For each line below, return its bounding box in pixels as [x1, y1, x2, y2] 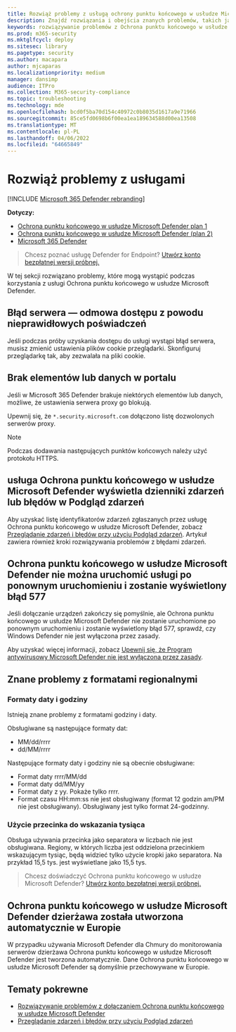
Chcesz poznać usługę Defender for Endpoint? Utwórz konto [24, 250, 202, 259]
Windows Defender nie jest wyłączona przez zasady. [7, 632, 160, 640]
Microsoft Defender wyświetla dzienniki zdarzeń [7, 485, 225, 497]
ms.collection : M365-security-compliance [7, 89, 131, 96]
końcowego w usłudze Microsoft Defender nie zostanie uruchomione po [7, 617, 216, 625]
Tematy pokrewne [7, 983, 89, 995]
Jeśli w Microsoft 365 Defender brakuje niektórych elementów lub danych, [7, 390, 223, 399]
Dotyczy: [7, 208, 35, 217]
